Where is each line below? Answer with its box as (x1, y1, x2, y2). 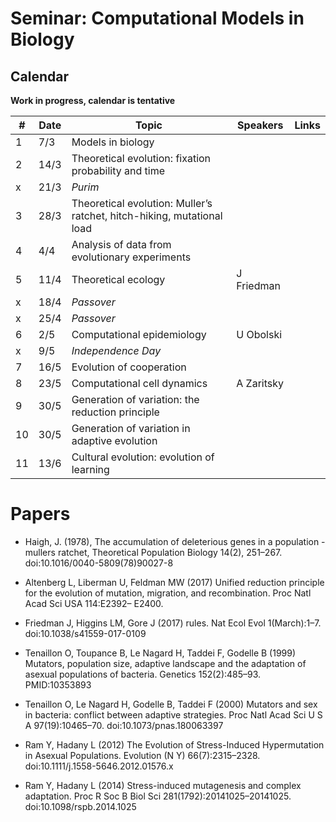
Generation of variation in (71, 422, 191, 435)
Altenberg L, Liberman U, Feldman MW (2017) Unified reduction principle (24, 576, 325, 588)
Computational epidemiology (71, 328, 207, 341)
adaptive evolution (71, 434, 158, 447)
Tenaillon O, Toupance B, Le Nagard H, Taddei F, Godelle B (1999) (24, 647, 297, 659)
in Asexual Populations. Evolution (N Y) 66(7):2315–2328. (24, 749, 261, 761)
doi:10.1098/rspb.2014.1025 (24, 800, 137, 812)
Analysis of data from (71, 238, 172, 251)
